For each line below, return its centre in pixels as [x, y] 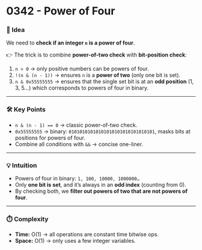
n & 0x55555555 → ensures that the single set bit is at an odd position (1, [104, 82]
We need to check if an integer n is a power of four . [71, 43]
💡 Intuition [22, 165]
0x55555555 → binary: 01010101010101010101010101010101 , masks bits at [103, 131]
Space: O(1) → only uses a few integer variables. [75, 241]
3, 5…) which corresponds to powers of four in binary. [82, 88]
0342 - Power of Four [61, 11]
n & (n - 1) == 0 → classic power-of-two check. [76, 125]
